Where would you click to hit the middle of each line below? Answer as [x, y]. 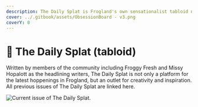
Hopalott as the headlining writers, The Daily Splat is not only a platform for [97, 74]
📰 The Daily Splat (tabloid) [71, 51]
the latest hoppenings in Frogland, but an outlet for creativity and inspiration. [99, 81]
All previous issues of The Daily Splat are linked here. [71, 86]
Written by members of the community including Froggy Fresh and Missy [95, 68]
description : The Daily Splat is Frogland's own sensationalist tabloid [97, 11]
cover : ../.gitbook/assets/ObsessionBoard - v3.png [71, 17]
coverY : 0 [18, 22]
